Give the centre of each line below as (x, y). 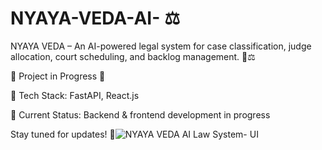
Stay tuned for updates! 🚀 (63, 134)
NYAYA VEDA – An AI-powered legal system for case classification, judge (161, 46)
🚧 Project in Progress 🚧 (58, 76)
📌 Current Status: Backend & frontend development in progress (140, 114)
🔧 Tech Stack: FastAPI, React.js (75, 95)
